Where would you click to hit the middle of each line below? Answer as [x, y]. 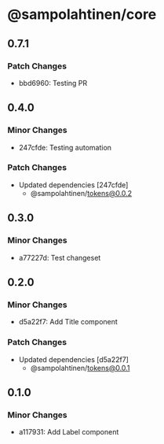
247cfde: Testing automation [65, 147]
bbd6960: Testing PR [53, 83]
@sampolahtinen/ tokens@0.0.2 [81, 193]
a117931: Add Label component [69, 432]
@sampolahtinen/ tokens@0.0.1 [80, 368]
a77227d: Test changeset [60, 257]
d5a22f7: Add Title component [68, 322]
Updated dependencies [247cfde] [73, 185]
